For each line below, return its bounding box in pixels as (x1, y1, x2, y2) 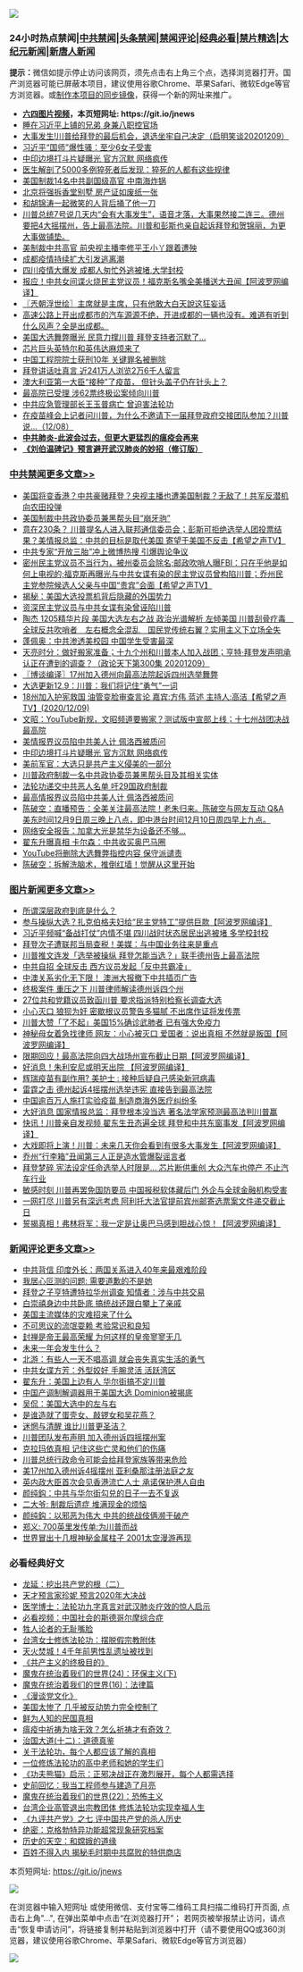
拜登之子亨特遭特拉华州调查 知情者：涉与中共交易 (21, 1287, 206, 1297)
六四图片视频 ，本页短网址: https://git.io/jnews (21, 108, 195, 120)
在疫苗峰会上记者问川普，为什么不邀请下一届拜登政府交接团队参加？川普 (21, 410, 289, 421)
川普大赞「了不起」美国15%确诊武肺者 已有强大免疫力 (21, 1017, 221, 1028)
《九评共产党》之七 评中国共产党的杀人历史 (21, 1814, 181, 1825)
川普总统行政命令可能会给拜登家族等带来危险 (21, 1455, 188, 1465)
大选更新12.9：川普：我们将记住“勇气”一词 (21, 680, 178, 691)
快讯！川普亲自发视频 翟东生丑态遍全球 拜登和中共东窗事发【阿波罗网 (21, 1117, 278, 1128)
